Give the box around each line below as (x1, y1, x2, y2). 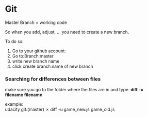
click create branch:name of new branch (12, 63, 94, 69)
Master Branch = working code (5, 19, 67, 25)
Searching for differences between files (5, 76, 101, 82)
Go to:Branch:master (12, 53, 54, 59)
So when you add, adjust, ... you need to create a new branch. (5, 29, 130, 35)
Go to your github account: (12, 48, 66, 54)
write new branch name (12, 58, 60, 64)
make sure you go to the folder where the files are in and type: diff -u (5, 87, 144, 93)
